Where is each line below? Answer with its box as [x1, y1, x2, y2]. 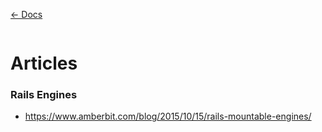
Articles [10, 52, 78, 75]
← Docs [10, 9, 43, 20]
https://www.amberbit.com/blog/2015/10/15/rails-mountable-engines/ [24, 110, 312, 123]
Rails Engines [10, 88, 78, 102]
